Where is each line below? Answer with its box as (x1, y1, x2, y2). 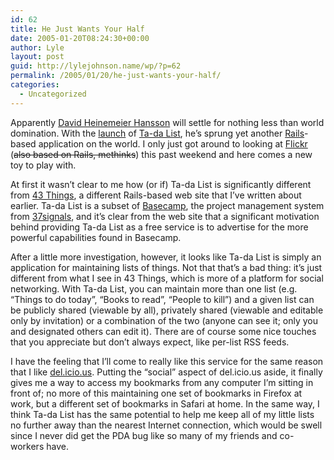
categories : (10, 80, 60, 90)
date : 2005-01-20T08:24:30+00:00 (10, 33, 150, 43)
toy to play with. (10, 159, 77, 171)
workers (10, 440, 45, 452)
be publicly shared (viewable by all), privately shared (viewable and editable (10, 304, 324, 316)
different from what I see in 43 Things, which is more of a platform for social (10, 272, 324, 284)
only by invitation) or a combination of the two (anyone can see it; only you (10, 314, 319, 326)
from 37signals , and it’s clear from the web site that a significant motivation (10, 210, 320, 222)
